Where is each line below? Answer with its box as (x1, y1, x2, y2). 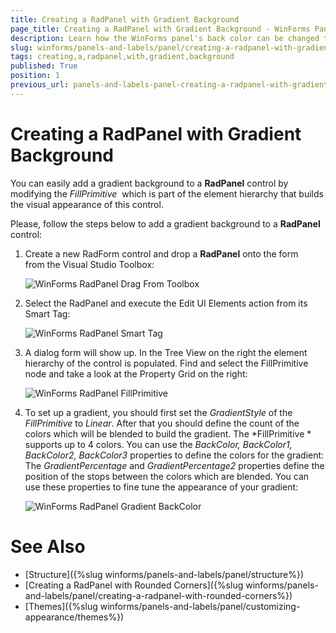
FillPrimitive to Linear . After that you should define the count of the (24, 417, 300, 429)
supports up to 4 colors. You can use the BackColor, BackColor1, (24, 438, 293, 450)
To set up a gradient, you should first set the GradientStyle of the (24, 406, 293, 418)
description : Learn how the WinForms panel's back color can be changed (10, 33, 320, 43)
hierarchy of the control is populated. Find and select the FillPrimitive (24, 357, 309, 369)
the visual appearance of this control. (10, 198, 164, 210)
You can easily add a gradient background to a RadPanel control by (10, 177, 289, 189)
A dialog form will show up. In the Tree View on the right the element (24, 346, 308, 358)
